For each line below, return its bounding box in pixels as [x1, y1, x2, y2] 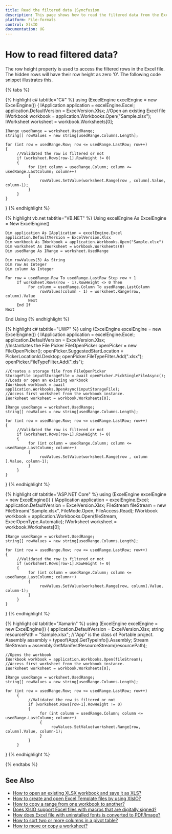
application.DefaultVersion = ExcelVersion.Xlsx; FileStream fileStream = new [5, 502, 166, 508]
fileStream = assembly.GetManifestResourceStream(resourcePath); [5, 643, 147, 649]
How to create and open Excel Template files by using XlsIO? [12, 795, 141, 802]
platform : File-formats [5, 17, 56, 22]
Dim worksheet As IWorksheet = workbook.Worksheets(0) [5, 244, 125, 250]
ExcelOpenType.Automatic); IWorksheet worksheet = [5, 519, 117, 525]
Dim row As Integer [5, 262, 47, 268]
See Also [5, 776, 34, 785]
